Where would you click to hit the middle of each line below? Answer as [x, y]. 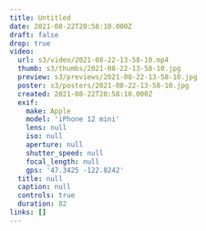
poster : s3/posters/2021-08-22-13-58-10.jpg [103, 85]
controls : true [46, 196]
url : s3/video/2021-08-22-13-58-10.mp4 [93, 60]
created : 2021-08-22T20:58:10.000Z [85, 94]
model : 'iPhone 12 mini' [73, 119]
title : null [41, 178]
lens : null [46, 128]
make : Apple [48, 111]
